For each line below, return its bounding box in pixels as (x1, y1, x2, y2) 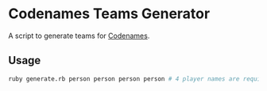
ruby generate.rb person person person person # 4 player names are (8, 74, 240, 83)
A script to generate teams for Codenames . (8, 31, 150, 40)
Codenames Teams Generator (8, 5, 211, 23)
